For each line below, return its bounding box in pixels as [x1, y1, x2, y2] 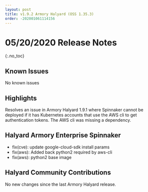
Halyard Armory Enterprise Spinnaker [5, 131, 121, 140]
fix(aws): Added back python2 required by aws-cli [12, 149, 113, 155]
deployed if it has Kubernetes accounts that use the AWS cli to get [5, 112, 137, 118]
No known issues [5, 80, 40, 86]
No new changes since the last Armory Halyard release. [5, 181, 116, 187]
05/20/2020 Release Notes [5, 37, 117, 48]
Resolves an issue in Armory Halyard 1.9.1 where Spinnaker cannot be [5, 107, 144, 112]
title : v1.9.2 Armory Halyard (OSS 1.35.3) [5, 12, 94, 16]
